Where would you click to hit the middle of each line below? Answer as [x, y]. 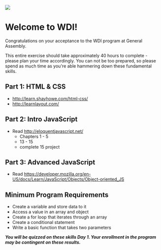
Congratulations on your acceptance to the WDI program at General [74, 41]
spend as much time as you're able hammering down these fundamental [78, 66]
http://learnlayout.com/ [35, 104]
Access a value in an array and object [50, 212]
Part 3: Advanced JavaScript [50, 162]
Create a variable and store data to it [49, 207]
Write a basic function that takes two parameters [62, 228]
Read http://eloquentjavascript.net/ [48, 131]
